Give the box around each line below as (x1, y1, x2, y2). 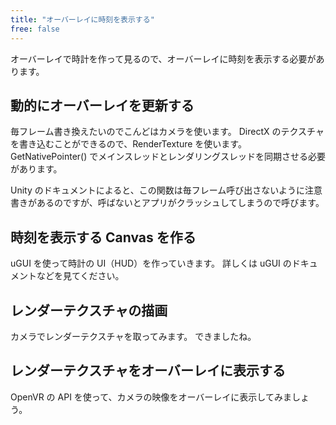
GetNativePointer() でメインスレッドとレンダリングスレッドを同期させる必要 (10, 151, 326, 163)
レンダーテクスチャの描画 (10, 302, 168, 319)
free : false (10, 24, 60, 34)
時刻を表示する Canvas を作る (10, 229, 197, 246)
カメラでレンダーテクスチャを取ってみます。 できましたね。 (10, 330, 257, 342)
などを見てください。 (36, 270, 125, 282)
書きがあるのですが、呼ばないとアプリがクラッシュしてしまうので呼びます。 (10, 197, 325, 209)
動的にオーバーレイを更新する (10, 97, 195, 114)
